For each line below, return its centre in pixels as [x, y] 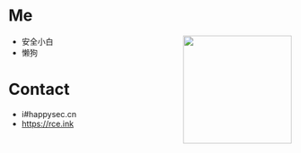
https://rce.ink [47, 123]
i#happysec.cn [49, 114]
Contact [39, 89]
